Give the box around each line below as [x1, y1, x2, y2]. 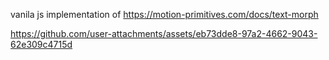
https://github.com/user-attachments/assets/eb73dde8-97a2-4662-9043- [10, 28, 318, 39]
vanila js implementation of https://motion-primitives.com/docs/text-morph [10, 9, 319, 20]
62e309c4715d [10, 39, 73, 50]
